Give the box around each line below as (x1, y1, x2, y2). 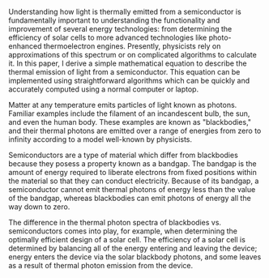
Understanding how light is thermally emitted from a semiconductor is (8, 7, 241, 16)
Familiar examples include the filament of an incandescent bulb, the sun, (8, 109, 250, 118)
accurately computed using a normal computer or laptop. (8, 84, 199, 94)
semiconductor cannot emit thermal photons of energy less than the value (8, 185, 256, 194)
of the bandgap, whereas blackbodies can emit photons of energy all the (8, 194, 251, 203)
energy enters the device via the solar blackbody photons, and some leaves (8, 252, 262, 262)
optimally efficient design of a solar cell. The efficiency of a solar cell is (8, 235, 246, 244)
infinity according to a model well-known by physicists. (8, 135, 193, 144)
